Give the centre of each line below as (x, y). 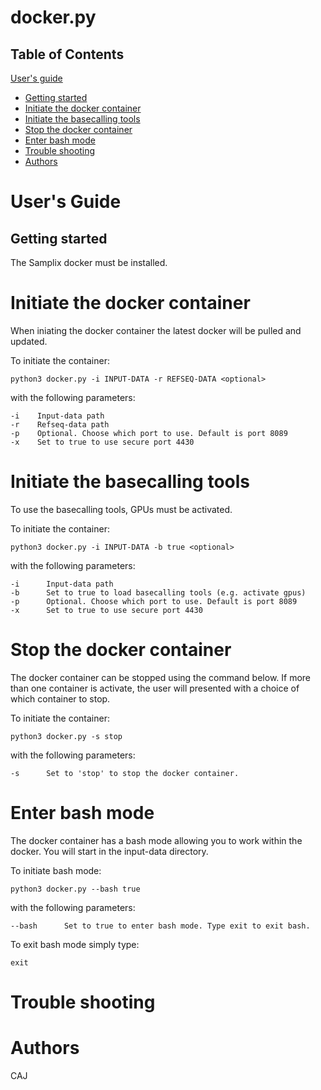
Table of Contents (67, 54)
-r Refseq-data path (60, 424)
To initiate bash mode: (56, 870)
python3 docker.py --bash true (75, 889)
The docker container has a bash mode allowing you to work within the (156, 840)
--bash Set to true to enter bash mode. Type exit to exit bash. (160, 926)
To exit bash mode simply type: (75, 944)
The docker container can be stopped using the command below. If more (161, 677)
